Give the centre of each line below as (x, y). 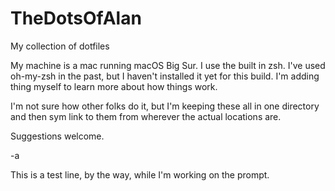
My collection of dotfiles (60, 46)
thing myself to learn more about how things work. (114, 86)
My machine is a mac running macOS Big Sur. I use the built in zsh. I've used (168, 65)
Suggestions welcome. (57, 136)
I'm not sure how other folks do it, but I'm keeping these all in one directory (165, 106)
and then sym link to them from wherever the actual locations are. (146, 116)
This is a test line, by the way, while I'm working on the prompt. (140, 174)
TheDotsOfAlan (76, 18)
